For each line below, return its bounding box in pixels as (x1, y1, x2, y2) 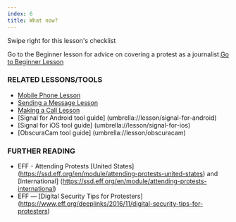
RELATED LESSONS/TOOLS (7, 75, 103, 85)
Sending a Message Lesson (17, 98, 99, 106)
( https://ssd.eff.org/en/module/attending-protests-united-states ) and (17, 170, 218, 178)
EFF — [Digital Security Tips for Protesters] (17, 192, 143, 201)
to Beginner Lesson (7, 57, 64, 66)
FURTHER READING (7, 146, 76, 156)
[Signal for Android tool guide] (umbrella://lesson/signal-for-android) (17, 113, 217, 122)
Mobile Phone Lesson (17, 91, 81, 99)
